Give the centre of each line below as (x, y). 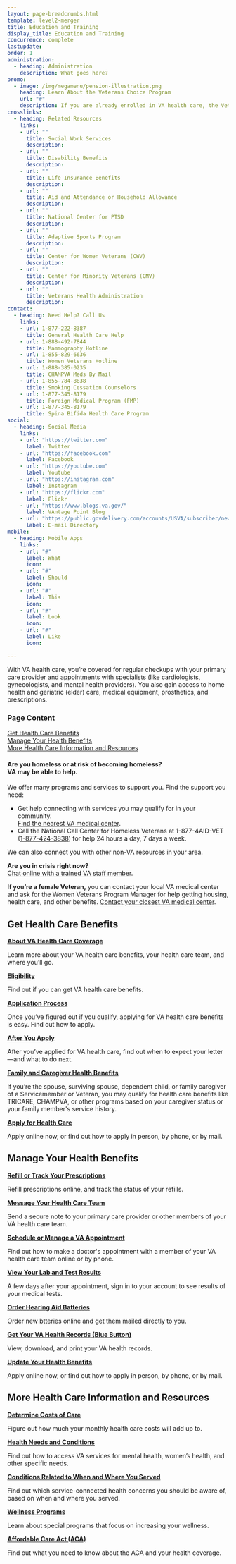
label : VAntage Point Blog (65, 512)
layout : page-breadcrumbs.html (53, 14)
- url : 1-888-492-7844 (53, 342)
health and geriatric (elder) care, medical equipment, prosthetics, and (108, 692)
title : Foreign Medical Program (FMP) (83, 401)
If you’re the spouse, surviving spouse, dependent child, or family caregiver (117, 1086)
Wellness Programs (36, 1511)
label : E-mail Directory (62, 525)
